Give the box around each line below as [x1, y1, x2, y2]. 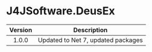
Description [73, 26, 108, 34]
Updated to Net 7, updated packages [38, 36, 143, 44]
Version [9, 26, 33, 34]
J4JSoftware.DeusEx [6, 4, 116, 18]
